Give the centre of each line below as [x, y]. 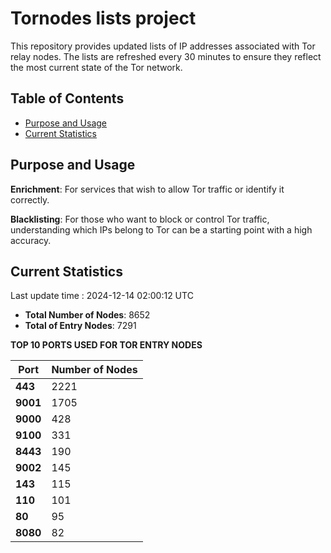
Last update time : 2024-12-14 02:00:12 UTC [102, 296]
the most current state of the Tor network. [96, 67]
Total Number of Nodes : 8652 [87, 315]
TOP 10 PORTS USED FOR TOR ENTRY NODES [106, 345]
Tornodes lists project [103, 18]
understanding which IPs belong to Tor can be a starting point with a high [161, 229]
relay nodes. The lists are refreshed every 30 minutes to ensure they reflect [166, 56]
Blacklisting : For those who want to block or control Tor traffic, [140, 219]
